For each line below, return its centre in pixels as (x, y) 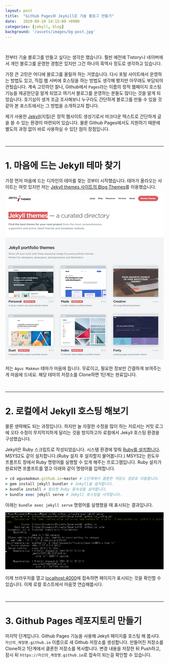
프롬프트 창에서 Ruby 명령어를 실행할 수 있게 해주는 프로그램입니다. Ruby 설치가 (83, 462)
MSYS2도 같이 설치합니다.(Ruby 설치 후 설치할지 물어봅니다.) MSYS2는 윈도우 (82, 456)
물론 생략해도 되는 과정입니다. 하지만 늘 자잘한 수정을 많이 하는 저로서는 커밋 (80, 426)
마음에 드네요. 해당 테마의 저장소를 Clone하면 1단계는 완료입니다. (74, 375)
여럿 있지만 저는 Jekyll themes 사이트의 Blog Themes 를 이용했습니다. (88, 187)
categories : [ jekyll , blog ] (35, 27)
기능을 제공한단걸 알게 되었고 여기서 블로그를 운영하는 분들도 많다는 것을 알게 (80, 93)
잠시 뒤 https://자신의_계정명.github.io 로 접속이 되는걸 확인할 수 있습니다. (78, 654)
